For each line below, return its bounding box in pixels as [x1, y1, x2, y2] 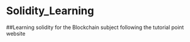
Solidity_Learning [6, 4, 94, 18]
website [6, 30, 26, 37]
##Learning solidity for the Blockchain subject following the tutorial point [6, 24, 184, 31]
